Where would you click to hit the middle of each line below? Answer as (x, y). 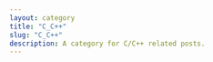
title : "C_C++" (38, 26)
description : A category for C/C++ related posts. (107, 43)
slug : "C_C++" (36, 35)
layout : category (42, 18)
